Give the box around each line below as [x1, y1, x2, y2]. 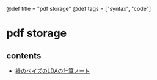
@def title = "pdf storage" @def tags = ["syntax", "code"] [6, 5, 152, 12]
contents [6, 50, 42, 61]
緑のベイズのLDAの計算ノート [15, 67, 90, 75]
